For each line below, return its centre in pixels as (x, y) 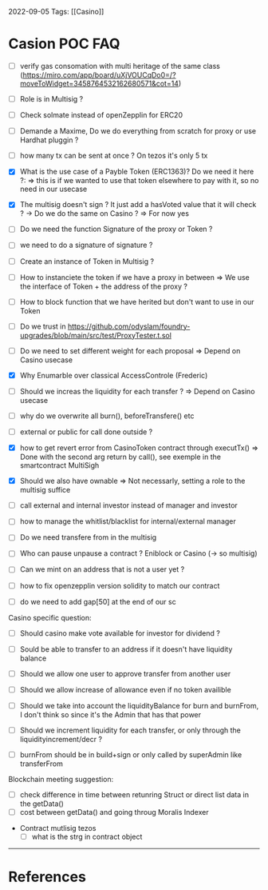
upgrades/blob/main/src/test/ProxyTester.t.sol (95, 335)
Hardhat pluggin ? (49, 140)
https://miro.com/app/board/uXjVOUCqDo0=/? (100, 75)
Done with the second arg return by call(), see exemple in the (120, 457)
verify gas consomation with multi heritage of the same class (120, 66)
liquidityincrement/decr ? (61, 739)
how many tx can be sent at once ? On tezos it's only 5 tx (114, 156)
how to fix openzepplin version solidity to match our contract (120, 585)
